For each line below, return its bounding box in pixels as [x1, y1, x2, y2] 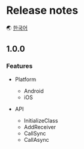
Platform [14, 76, 37, 83]
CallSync [23, 130, 46, 137]
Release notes [6, 4, 79, 17]
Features [6, 62, 33, 70]
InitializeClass [23, 117, 58, 124]
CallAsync [23, 136, 49, 143]
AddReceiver [23, 123, 56, 130]
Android [23, 87, 44, 94]
